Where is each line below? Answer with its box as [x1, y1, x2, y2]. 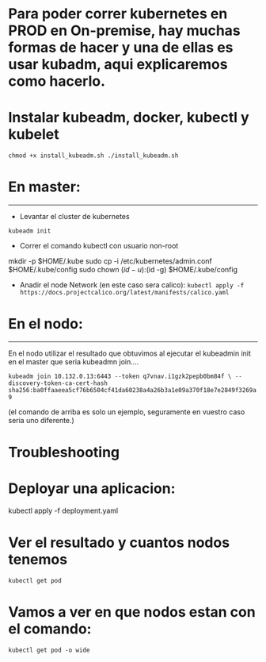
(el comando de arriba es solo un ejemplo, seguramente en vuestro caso [8, 407, 245, 417]
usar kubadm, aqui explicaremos [8, 56, 228, 74]
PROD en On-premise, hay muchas [8, 21, 241, 40]
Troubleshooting [8, 444, 120, 461]
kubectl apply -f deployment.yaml [8, 506, 119, 516]
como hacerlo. [8, 72, 105, 90]
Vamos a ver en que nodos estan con [8, 603, 256, 622]
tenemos [8, 551, 68, 568]
